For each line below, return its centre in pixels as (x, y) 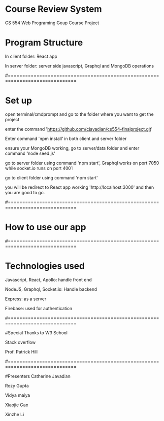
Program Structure (44, 43)
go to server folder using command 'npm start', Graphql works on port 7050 (82, 163)
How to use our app (46, 227)
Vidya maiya (18, 395)
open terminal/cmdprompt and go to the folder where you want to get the (80, 114)
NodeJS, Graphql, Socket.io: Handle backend (51, 289)
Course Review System (54, 9)
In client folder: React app (31, 56)
